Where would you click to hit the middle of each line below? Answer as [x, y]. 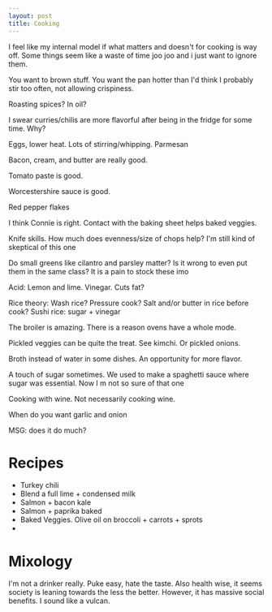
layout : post [30, 16]
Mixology [41, 561]
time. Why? [27, 128]
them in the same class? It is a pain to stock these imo [99, 271]
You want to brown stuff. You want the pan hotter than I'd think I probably [131, 80]
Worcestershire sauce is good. [60, 191]
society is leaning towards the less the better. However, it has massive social [136, 593]
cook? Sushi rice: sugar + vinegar [65, 311]
